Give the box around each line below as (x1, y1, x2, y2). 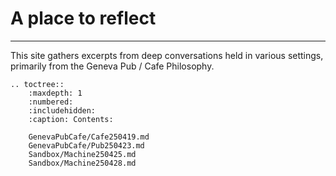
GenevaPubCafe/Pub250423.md (28, 140, 145, 151)
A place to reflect (10, 7, 157, 30)
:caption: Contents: (28, 114, 114, 124)
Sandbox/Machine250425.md (28, 149, 137, 159)
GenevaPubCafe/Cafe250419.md (28, 132, 150, 142)
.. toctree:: (10, 79, 65, 89)
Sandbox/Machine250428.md (28, 158, 137, 168)
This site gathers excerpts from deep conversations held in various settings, (10, 49, 324, 61)
